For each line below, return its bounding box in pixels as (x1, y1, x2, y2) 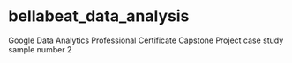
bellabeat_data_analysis (8, 6, 190, 26)
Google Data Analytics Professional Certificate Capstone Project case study (8, 35, 284, 45)
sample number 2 (8, 44, 72, 54)
